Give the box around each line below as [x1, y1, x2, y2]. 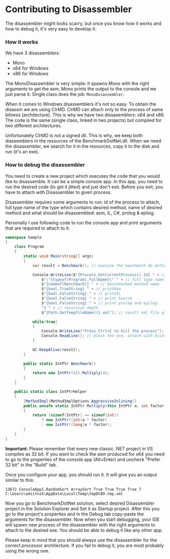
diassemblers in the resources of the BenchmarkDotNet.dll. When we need [5, 138, 161, 144]
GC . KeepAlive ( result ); [32, 347, 80, 352]
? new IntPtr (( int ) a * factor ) [41, 417, 108, 422]
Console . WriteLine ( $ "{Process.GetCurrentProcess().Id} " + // [32, 272, 166, 277]
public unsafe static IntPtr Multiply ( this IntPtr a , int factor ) [23, 403, 166, 408]
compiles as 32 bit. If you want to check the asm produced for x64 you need [5, 451, 165, 457]
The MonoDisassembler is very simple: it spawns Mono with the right [5, 80, 149, 87]
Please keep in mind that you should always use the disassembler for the [5, 537, 157, 543]
